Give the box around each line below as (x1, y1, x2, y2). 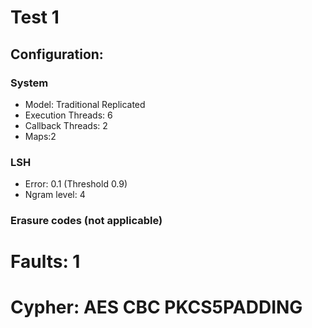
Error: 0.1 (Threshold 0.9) (24, 178, 128, 190)
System (10, 76, 49, 90)
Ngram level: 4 (24, 189, 86, 201)
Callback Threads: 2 (24, 119, 108, 131)
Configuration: (10, 46, 104, 63)
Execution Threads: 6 (24, 109, 113, 121)
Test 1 (10, 6, 60, 29)
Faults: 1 (10, 251, 81, 273)
